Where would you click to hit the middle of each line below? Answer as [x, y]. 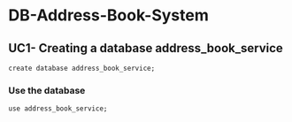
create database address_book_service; [82, 68]
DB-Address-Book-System [109, 15]
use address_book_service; [58, 109]
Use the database [47, 90]
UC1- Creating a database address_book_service [146, 48]
